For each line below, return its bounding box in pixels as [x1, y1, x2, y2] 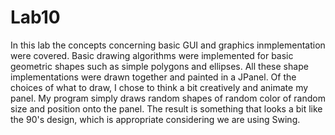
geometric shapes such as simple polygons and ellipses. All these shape [10, 60, 309, 72]
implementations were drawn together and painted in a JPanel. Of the [10, 71, 297, 83]
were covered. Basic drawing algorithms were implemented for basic [10, 49, 294, 61]
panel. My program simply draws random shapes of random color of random [10, 92, 326, 104]
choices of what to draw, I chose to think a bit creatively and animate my [10, 81, 309, 93]
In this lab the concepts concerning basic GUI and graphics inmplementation [10, 39, 326, 51]
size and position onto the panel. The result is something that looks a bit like [10, 102, 323, 115]
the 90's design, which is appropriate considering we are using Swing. [10, 113, 301, 125]
